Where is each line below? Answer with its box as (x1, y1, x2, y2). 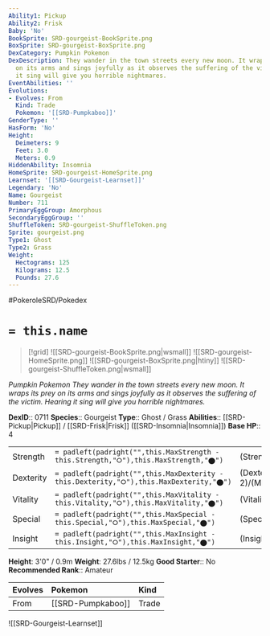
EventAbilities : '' (8, 79, 74, 87)
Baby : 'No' (8, 27, 45, 35)
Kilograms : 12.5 (15, 266, 70, 274)
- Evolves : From (8, 94, 63, 102)
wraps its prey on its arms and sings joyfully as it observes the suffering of (8, 388, 257, 398)
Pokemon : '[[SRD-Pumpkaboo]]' (15, 109, 117, 117)
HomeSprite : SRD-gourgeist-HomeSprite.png (8, 169, 153, 177)
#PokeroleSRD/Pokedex (8, 295, 88, 306)
